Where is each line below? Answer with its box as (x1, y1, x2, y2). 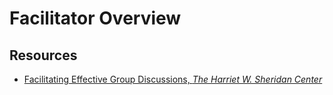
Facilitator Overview (9, 7, 182, 30)
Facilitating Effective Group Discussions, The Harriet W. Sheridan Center (23, 73, 323, 85)
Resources (9, 47, 78, 64)
